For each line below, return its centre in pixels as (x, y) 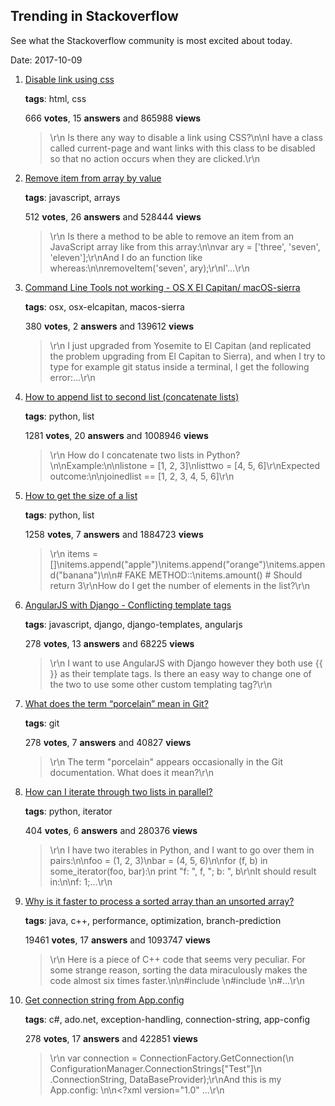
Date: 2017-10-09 (46, 60)
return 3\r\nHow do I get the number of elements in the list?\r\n (179, 585)
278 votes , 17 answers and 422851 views (111, 1038)
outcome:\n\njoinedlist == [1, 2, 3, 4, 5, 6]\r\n (142, 476)
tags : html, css (55, 98)
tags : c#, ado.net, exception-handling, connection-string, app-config (167, 1019)
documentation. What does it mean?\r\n (131, 772)
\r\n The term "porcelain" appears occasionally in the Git (166, 761)
